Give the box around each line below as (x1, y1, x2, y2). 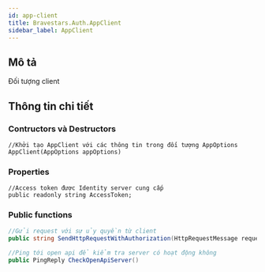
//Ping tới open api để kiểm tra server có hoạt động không (8, 249, 217, 257)
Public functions (8, 210, 73, 221)
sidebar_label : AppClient (8, 26, 93, 34)
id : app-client (8, 11, 58, 20)
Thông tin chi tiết (8, 100, 94, 113)
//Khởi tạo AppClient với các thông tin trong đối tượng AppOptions (8, 141, 238, 149)
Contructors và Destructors (8, 123, 117, 134)
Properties (8, 166, 50, 177)
